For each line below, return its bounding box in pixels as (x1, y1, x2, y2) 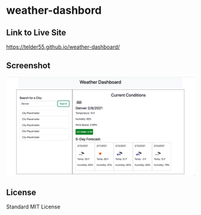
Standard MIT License (6, 203, 61, 210)
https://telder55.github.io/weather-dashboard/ (6, 43, 120, 50)
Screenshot (6, 60, 51, 71)
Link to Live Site (6, 28, 66, 38)
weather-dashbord (6, 4, 102, 17)
